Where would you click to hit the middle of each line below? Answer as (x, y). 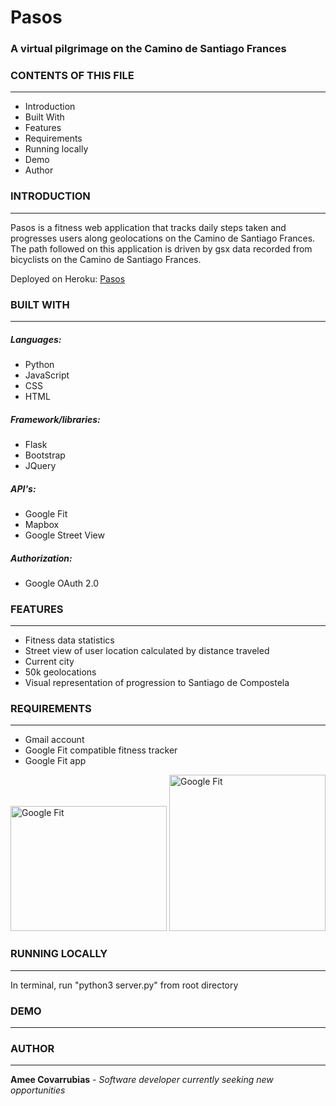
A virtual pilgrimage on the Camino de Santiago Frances (148, 49)
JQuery (40, 465)
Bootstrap (45, 455)
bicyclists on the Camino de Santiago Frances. (106, 259)
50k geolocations (60, 672)
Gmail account (54, 740)
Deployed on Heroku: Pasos (68, 278)
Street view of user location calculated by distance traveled (147, 651)
